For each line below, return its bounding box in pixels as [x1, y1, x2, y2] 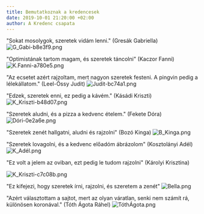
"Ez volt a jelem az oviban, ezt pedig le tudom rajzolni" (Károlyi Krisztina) [6, 159, 190, 166]
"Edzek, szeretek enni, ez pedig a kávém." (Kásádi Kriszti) [6, 92, 152, 100]
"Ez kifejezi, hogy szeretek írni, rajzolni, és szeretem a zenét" [6, 183, 161, 190]
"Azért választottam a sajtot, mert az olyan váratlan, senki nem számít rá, [6, 194, 190, 202]
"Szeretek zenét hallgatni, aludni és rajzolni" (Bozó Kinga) [6, 129, 151, 136]
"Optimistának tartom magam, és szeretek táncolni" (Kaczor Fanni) [6, 56, 175, 63]
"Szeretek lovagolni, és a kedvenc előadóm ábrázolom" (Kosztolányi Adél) [6, 141, 194, 148]
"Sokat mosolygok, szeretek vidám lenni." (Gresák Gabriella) [6, 37, 158, 45]
